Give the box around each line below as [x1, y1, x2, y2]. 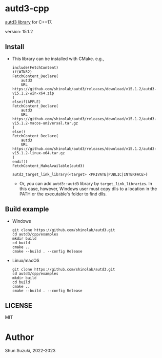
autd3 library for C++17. [5, 19, 53, 25]
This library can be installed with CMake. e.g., [12, 56, 104, 62]
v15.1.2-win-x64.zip [12, 91, 54, 96]
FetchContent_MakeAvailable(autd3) [12, 163, 85, 168]
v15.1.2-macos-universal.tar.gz [12, 121, 78, 126]
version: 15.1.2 [5, 28, 33, 34]
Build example [5, 205, 49, 213]
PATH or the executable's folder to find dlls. [19, 191, 107, 197]
